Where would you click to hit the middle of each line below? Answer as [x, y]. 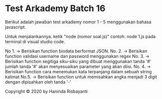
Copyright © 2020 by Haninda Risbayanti [46, 91]
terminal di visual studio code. [35, 41]
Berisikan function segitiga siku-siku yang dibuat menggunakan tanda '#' [78, 61]
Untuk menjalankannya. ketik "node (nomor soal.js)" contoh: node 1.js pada [80, 36]
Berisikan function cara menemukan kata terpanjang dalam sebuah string [79, 71]
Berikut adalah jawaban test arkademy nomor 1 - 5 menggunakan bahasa [78, 22]
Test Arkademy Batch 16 [55, 8]
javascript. [16, 27]
